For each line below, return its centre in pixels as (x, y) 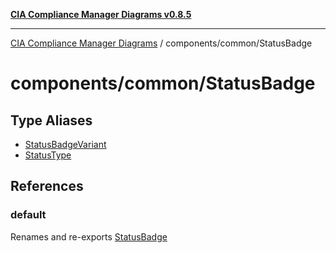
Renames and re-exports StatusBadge (89, 236)
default (28, 215)
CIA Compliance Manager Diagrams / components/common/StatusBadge (161, 43)
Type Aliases (51, 120)
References (47, 186)
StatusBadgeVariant (65, 144)
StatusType (48, 155)
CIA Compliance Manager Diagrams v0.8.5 (101, 14)
